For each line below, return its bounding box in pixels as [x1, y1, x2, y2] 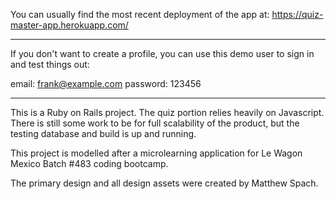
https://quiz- [271, 9, 324, 20]
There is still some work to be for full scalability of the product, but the [10, 117, 300, 129]
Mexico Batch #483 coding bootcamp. [10, 158, 169, 169]
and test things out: [10, 59, 90, 70]
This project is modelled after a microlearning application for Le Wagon [10, 147, 303, 159]
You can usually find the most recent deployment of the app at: [10, 9, 270, 20]
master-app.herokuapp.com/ [10, 19, 129, 31]
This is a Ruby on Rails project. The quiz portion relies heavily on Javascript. [10, 107, 325, 118]
